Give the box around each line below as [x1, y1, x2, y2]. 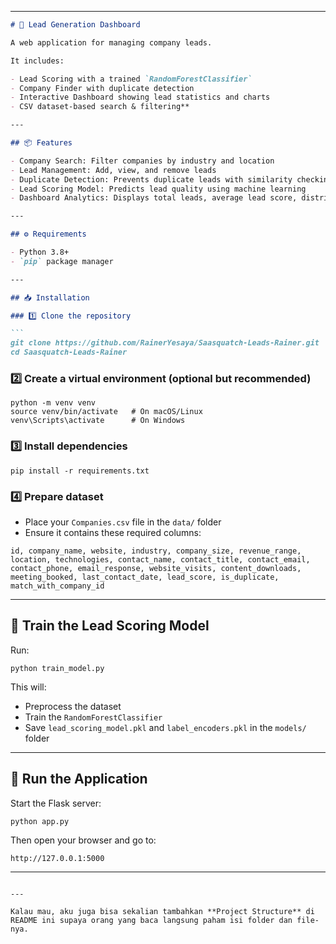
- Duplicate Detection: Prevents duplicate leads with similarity [10, 174, 293, 185]
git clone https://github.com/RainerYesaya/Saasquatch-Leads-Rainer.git [10, 338, 320, 348]
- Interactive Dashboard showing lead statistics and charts [10, 92, 271, 103]
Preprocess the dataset [24, 700, 122, 712]
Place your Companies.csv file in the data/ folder [24, 516, 222, 528]
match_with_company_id [10, 581, 105, 591]
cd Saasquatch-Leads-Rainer [10, 347, 128, 358]
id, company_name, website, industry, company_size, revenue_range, [10, 546, 302, 556]
